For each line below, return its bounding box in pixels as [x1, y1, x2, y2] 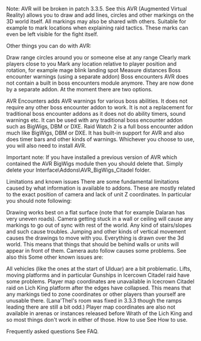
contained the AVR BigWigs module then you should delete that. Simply [6, 160, 184, 167]
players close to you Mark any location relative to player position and [6, 60, 177, 67]
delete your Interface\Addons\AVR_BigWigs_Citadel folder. [6, 166, 151, 174]
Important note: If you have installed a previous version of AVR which [6, 154, 178, 161]
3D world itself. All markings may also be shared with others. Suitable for [6, 18, 187, 25]
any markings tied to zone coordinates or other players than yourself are [6, 291, 185, 298]
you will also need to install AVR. [6, 142, 87, 149]
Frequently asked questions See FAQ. [6, 328, 99, 335]
